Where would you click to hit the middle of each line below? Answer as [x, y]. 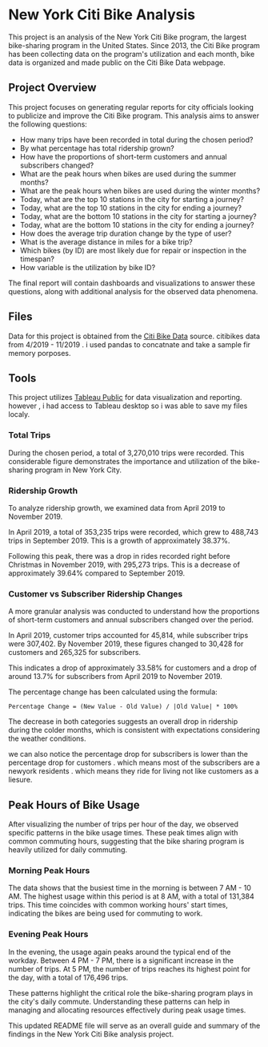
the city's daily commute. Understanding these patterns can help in [119, 1001]
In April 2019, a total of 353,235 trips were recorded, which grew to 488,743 [133, 532]
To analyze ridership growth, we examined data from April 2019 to [117, 507]
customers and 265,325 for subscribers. [75, 653]
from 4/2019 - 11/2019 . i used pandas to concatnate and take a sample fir [129, 344]
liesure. [20, 780]
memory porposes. [40, 353]
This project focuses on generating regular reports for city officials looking [131, 107]
